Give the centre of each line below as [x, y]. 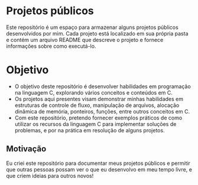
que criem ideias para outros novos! [50, 176]
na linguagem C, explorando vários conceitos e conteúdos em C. [94, 92]
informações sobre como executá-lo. [51, 46]
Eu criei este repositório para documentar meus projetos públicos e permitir [98, 163]
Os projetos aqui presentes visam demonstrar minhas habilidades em [99, 99]
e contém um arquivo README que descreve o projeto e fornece [85, 40]
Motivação [26, 149]
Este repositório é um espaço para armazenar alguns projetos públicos [92, 27]
